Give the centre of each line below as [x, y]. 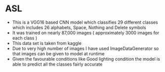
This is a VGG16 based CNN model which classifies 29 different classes [85, 22]
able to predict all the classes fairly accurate [57, 64]
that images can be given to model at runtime [58, 54]
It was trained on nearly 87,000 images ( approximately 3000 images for [86, 33]
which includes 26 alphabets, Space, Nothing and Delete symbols [79, 27]
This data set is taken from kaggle [47, 43]
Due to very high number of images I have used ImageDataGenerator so [85, 48]
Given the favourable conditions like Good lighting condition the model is [86, 59]
